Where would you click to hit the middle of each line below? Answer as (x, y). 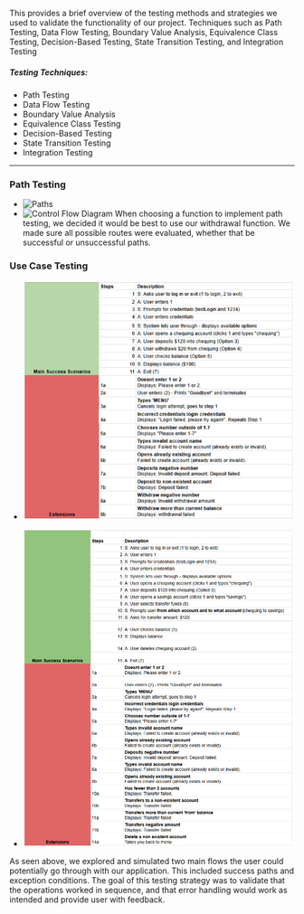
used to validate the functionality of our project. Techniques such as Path (146, 23)
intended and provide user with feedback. (87, 900)
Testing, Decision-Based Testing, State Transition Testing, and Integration (147, 42)
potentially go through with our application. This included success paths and (152, 871)
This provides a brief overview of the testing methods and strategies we (143, 13)
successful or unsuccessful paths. (86, 242)
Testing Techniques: (49, 72)
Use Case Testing (49, 266)
